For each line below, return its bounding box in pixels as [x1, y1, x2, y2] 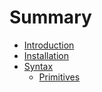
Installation [23, 49, 70, 61]
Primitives [38, 71, 81, 83]
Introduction [23, 39, 75, 51]
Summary [9, 6, 92, 29]
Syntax [23, 60, 54, 72]
